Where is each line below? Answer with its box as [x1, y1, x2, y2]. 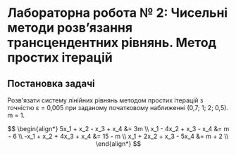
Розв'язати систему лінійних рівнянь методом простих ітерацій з [7, 96, 204, 105]
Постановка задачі [7, 77, 95, 89]
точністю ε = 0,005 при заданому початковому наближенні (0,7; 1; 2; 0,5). [7, 104, 229, 112]
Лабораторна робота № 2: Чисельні [7, 5, 228, 21]
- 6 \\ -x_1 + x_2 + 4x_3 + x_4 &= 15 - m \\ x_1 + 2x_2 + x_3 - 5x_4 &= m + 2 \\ [8, 132, 229, 140]
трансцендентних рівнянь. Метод [7, 35, 217, 50]
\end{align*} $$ [95, 140, 142, 148]
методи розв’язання [7, 20, 132, 36]
